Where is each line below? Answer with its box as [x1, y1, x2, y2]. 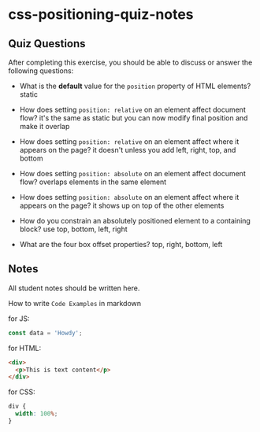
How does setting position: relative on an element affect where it [19, 137, 240, 146]
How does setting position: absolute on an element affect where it [19, 193, 240, 201]
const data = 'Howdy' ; [8, 329, 83, 337]
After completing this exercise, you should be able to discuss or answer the [8, 57, 253, 67]
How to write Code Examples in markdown [8, 298, 142, 308]
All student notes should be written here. [8, 283, 140, 293]
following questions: [8, 66, 74, 76]
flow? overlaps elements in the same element [19, 177, 167, 186]
